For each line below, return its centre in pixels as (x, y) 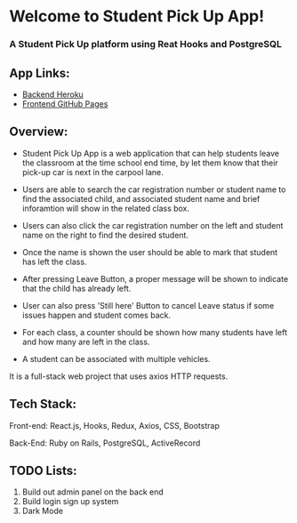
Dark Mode (43, 511)
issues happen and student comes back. (96, 315)
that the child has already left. (76, 288)
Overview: (39, 132)
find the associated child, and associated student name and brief (141, 198)
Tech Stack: (43, 404)
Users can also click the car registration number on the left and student (153, 225)
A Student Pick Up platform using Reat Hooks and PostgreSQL (145, 44)
